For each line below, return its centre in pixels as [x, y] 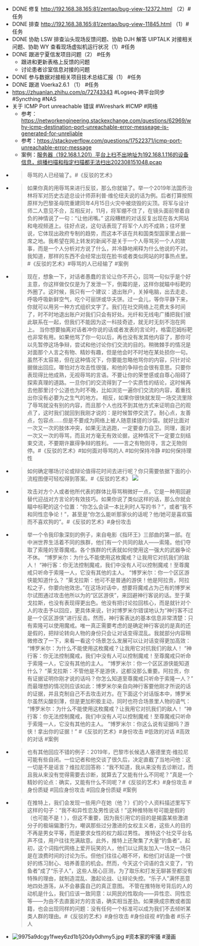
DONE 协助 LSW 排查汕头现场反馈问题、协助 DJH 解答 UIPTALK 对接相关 [102, 39]
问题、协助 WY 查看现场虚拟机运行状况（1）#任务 [74, 47]
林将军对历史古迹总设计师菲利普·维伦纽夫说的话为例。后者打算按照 [110, 195]
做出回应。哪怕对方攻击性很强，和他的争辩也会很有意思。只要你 [112, 367]
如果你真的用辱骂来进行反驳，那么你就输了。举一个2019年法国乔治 [110, 188]
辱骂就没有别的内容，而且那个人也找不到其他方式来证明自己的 [109, 405]
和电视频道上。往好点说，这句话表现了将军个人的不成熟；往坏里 [106, 226]
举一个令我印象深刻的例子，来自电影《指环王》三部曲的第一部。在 [109, 534]
